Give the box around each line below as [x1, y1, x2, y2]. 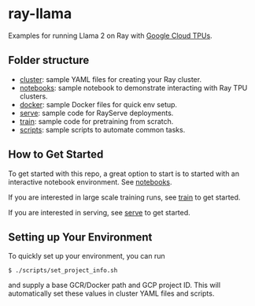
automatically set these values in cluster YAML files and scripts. [8, 289, 215, 298]
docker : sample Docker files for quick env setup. [19, 99, 178, 109]
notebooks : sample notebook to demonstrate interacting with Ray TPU [19, 83, 248, 92]
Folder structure [8, 54, 90, 67]
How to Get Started [8, 147, 104, 162]
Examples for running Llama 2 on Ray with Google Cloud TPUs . [8, 31, 213, 40]
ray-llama [8, 5, 72, 23]
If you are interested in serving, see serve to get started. [8, 207, 190, 217]
